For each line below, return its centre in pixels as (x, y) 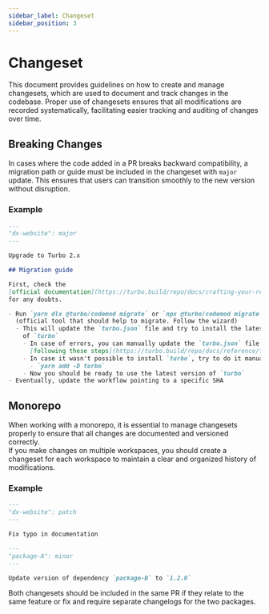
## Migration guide (41, 270)
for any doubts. (35, 299)
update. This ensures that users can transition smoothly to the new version (132, 180)
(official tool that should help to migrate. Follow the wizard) (127, 321)
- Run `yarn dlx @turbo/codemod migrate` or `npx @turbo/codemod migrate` (136, 314)
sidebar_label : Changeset (51, 16)
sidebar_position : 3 (43, 23)
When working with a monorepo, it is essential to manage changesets (123, 425)
